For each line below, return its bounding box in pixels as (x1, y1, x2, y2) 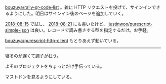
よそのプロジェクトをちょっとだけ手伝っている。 (5, 63, 105, 69)
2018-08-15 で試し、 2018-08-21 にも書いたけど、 (5, 21, 108, 27)
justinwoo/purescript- (108, 21, 153, 27)
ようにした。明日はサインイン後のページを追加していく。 (9, 10, 126, 16)
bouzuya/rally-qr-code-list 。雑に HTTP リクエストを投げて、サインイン (5, 4, 152, 10)
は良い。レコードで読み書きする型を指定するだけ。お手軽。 (30, 27, 152, 33)
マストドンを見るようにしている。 (5, 74, 75, 80)
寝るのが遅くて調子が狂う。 (5, 53, 61, 58)
